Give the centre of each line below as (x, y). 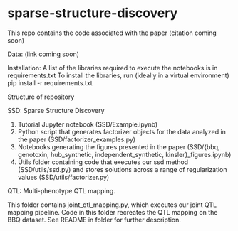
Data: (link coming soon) (43, 54)
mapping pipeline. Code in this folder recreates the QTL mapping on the (113, 212)
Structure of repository (41, 97)
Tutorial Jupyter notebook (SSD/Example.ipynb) (88, 124)
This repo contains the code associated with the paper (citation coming (112, 33)
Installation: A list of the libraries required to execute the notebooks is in (113, 68)
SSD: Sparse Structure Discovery (56, 110)
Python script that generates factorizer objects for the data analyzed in (122, 131)
